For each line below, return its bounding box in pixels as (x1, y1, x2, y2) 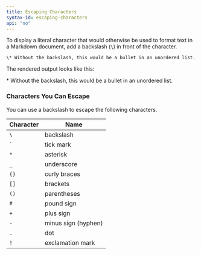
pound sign (44, 199, 77, 207)
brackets (44, 179, 70, 188)
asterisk (44, 150, 68, 158)
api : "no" (6, 20, 31, 26)
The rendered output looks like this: (6, 65, 95, 73)
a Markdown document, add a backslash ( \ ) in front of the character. (6, 43, 177, 50)
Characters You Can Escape (6, 92, 90, 100)
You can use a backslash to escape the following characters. (6, 106, 158, 113)
